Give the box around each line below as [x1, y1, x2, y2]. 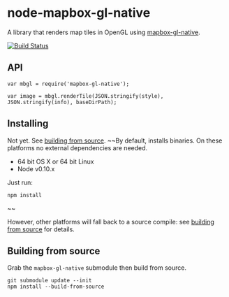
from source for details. [7, 225, 75, 233]
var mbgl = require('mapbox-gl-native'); [7, 80, 130, 87]
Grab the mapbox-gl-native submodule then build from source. [7, 263, 187, 272]
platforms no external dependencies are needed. [7, 143, 148, 152]
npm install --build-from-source [7, 283, 105, 291]
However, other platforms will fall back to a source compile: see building [7, 217, 215, 226]
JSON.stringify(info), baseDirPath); [7, 99, 117, 106]
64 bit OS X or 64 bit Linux [17, 157, 94, 166]
